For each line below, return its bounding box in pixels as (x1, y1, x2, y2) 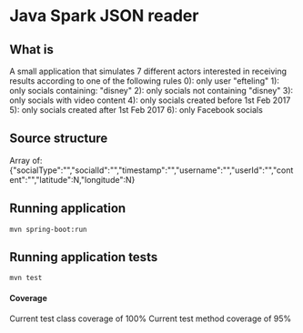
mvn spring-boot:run (9, 225, 88, 234)
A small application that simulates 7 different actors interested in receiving (9, 66, 288, 76)
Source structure (9, 131, 108, 146)
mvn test (9, 274, 43, 283)
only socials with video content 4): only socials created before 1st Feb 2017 (9, 95, 291, 106)
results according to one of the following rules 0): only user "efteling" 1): (9, 76, 280, 86)
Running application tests (9, 249, 158, 265)
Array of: (9, 155, 43, 166)
